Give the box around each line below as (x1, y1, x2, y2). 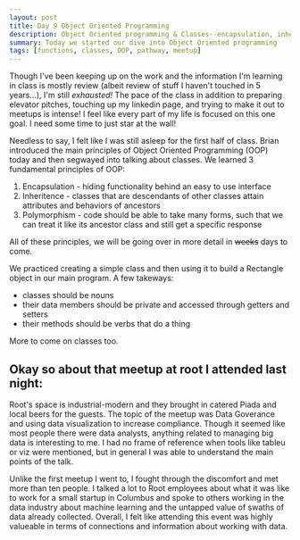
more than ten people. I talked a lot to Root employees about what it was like (9, 483, 290, 494)
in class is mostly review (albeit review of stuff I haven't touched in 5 (9, 80, 262, 91)
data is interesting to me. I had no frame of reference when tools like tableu (9, 436, 286, 447)
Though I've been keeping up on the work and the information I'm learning (9, 71, 283, 81)
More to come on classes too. (9, 336, 119, 346)
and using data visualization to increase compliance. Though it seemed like (9, 418, 286, 428)
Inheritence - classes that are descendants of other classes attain (21, 191, 264, 202)
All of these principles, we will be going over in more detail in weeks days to (9, 237, 288, 247)
